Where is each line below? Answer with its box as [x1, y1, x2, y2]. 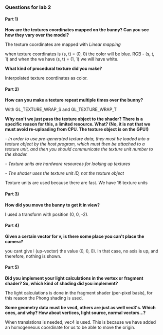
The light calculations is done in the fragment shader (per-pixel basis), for [5, 290, 153, 295]
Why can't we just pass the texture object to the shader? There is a [5, 116, 143, 122]
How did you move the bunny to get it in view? [5, 202, 100, 208]
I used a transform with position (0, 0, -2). [5, 211, 89, 217]
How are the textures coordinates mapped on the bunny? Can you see [5, 27, 149, 33]
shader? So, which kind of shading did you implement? [5, 280, 118, 286]
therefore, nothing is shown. [5, 253, 62, 259]
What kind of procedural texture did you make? [5, 65, 102, 72]
